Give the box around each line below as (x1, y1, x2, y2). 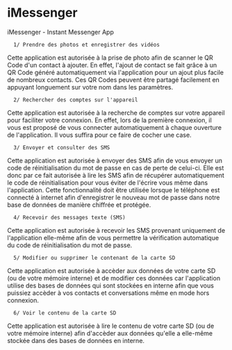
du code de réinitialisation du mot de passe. (7, 241, 133, 249)
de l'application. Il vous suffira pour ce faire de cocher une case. (7, 131, 192, 139)
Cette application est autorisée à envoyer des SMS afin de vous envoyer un (7, 156, 223, 165)
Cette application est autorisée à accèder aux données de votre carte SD (7, 266, 216, 275)
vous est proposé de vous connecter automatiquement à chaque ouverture (7, 123, 222, 131)
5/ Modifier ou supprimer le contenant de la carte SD (13, 254, 176, 261)
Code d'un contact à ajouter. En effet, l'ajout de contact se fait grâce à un (7, 60, 217, 69)
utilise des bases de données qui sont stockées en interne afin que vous (7, 281, 214, 290)
